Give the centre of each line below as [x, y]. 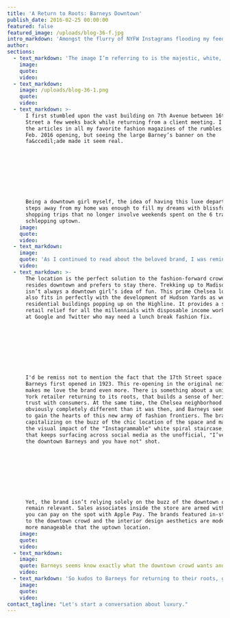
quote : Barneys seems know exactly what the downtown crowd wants [116, 566]
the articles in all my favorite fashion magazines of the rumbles [124, 129]
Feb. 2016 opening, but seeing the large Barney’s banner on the [120, 135]
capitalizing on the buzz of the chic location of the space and [120, 422]
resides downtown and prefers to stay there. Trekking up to [114, 285]
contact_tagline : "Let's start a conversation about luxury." [98, 604]
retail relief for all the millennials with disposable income [117, 311]
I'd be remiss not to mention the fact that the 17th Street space [124, 377]
